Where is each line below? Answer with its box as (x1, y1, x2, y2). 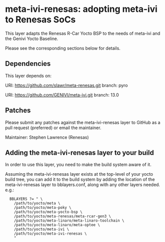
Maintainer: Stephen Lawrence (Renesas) (5, 134, 89, 140)
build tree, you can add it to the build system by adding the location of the (5, 177, 155, 183)
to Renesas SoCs (5, 14, 76, 25)
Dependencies (5, 59, 51, 68)
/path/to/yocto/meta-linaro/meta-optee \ (14, 223, 100, 228)
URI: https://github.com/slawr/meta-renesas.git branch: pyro (5, 82, 128, 88)
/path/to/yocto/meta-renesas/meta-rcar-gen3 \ (14, 214, 111, 219)
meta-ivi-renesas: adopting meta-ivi (5, 3, 158, 15)
